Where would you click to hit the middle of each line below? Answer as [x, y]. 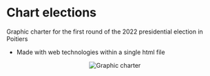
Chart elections [52, 13]
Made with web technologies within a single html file [91, 52]
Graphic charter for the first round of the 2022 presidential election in [105, 31]
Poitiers [17, 38]
